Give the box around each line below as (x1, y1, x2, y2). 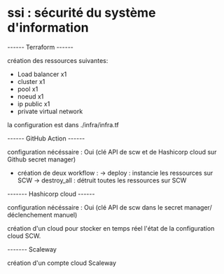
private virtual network (17, 107, 83, 115)
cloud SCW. (7, 231, 41, 240)
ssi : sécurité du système (7, 5, 156, 21)
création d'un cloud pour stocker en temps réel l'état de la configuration (7, 224, 215, 232)
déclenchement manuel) (7, 210, 78, 219)
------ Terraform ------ (7, 43, 73, 51)
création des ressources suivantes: (7, 56, 108, 64)
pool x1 (17, 85, 38, 93)
